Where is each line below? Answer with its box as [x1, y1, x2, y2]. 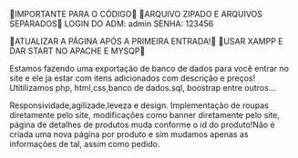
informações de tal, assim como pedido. [9, 139, 160, 149]
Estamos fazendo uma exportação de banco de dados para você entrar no [9, 64, 290, 74]
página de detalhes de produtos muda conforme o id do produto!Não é [9, 119, 275, 130]
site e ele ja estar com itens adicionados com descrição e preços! [9, 73, 256, 84]
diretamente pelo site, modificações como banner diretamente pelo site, [9, 110, 281, 120]
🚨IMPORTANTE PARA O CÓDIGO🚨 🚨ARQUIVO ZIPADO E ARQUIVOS [9, 9, 262, 19]
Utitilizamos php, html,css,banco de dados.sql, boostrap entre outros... [9, 83, 276, 93]
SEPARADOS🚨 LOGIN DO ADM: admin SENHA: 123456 [9, 18, 214, 29]
